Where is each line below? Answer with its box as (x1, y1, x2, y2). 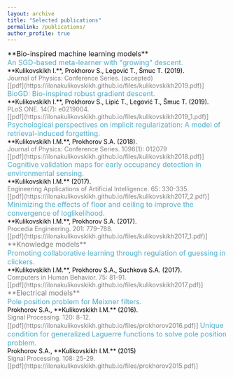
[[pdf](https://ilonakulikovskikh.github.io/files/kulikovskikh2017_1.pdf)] (7, 232, 208, 240)
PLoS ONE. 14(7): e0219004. (7, 105, 90, 114)
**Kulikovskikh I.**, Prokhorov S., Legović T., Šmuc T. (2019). (7, 67, 185, 75)
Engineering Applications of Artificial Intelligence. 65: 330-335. (7, 185, 189, 193)
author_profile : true (7, 29, 71, 37)
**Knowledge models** (7, 240, 87, 249)
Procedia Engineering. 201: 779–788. (7, 225, 113, 233)
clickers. (7, 257, 35, 267)
